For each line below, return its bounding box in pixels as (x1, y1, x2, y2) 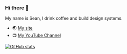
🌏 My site (12, 25, 33, 31)
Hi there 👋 (5, 4, 29, 11)
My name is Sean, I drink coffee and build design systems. (5, 16, 123, 21)
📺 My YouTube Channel (12, 33, 61, 38)
